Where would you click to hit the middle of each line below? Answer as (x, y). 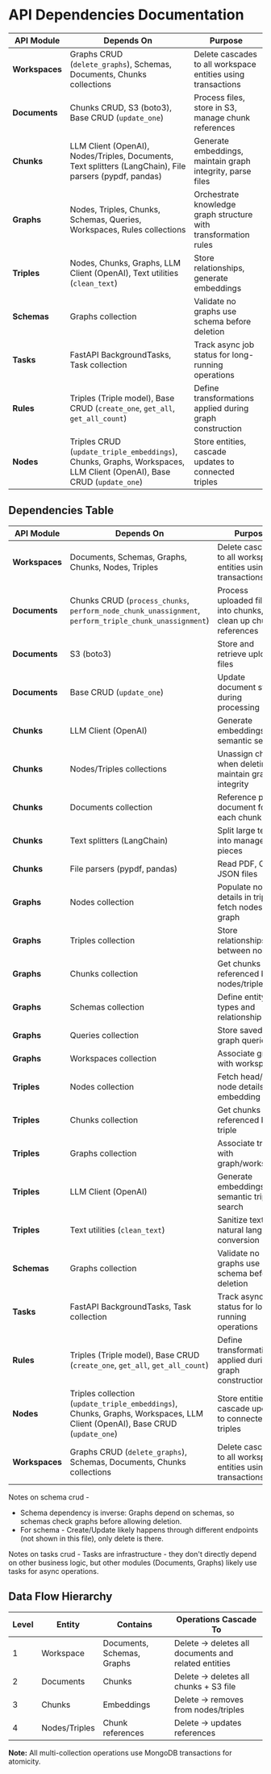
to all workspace (225, 64)
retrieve (232, 654)
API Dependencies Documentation (126, 15)
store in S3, (215, 107)
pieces (230, 851)
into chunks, (240, 610)
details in (234, 897)
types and (236, 1006)
